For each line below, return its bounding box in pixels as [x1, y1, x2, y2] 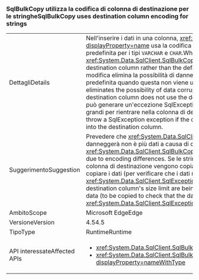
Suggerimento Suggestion [9, 166, 81, 174]
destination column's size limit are [85, 184, 181, 192]
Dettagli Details [9, 79, 50, 87]
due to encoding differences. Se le [85, 155, 182, 163]
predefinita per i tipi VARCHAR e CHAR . [85, 49, 184, 57]
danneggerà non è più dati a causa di [85, 140, 190, 148]
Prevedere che [85, 133, 127, 141]
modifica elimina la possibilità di [85, 71, 175, 79]
